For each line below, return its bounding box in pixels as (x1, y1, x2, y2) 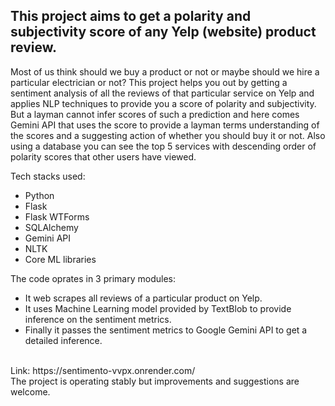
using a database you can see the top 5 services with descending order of (10, 140, 317, 152)
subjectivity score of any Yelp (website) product (10, 24, 317, 41)
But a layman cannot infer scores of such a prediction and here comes (10, 108, 300, 120)
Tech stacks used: (10, 170, 86, 182)
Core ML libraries (24, 253, 97, 265)
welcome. (10, 385, 51, 398)
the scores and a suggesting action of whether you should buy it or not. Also (10, 129, 326, 141)
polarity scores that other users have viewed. (10, 150, 197, 163)
